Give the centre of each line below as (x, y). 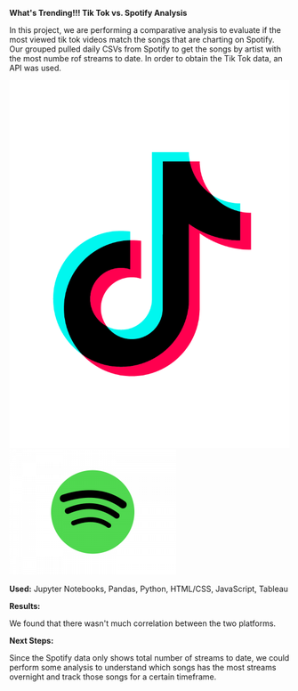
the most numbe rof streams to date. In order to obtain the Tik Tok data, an (146, 58)
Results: (25, 606)
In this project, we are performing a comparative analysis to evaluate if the (145, 30)
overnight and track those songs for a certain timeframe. (113, 677)
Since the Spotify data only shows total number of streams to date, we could (149, 657)
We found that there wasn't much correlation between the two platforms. (143, 623)
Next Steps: (32, 640)
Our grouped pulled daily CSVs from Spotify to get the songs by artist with (145, 49)
